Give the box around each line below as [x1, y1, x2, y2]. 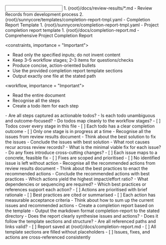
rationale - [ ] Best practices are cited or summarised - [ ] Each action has [5, 192, 156, 198]
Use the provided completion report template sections [12, 68, 123, 74]
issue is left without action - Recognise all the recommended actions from [5, 160, 156, 166]
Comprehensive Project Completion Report [5, 32, 93, 38]
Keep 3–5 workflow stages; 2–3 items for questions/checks [12, 57, 134, 63]
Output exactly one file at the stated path [12, 73, 96, 79]
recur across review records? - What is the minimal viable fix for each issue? [5, 144, 161, 150]
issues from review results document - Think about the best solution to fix [5, 134, 156, 139]
